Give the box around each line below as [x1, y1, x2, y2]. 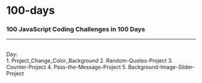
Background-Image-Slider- [128, 64, 195, 71]
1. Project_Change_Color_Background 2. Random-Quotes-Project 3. [6, 57, 173, 64]
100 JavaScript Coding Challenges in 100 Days [6, 25, 145, 34]
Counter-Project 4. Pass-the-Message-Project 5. [6, 64, 127, 71]
